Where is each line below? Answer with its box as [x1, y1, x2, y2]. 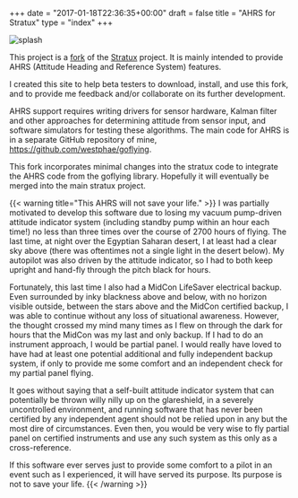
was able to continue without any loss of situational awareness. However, [9, 310, 279, 321]
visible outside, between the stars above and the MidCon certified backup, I [9, 301, 289, 311]
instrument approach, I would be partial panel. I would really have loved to [9, 339, 282, 349]
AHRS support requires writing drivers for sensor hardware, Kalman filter [9, 106, 277, 116]
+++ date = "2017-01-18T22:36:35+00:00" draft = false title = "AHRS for [9, 8, 276, 18]
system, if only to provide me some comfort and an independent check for [9, 358, 284, 369]
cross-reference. [9, 442, 72, 452]
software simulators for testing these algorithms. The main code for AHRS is [9, 125, 290, 135]
